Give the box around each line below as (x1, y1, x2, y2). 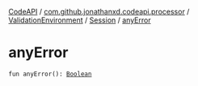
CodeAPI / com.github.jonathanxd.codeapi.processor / (8, 7, 190, 16)
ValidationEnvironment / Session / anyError (8, 15, 151, 25)
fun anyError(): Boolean (8, 70, 92, 78)
